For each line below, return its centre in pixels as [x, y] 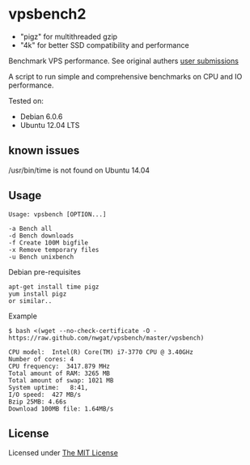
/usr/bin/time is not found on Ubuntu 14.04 [79, 170]
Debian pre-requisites [44, 271]
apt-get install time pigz [54, 287]
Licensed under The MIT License [64, 453]
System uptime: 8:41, [49, 387]
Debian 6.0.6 [41, 116]
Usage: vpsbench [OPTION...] [57, 214]
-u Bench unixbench [41, 257]
